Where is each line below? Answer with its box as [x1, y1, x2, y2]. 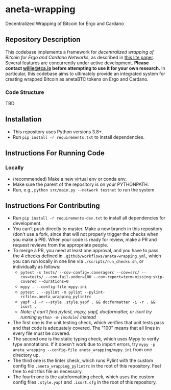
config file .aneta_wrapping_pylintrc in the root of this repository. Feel [12, 363, 161, 369]
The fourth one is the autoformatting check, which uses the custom [12, 374, 155, 380]
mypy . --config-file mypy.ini [20, 284, 87, 289]
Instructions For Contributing [5, 201, 101, 210]
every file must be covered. [12, 330, 70, 336]
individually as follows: [12, 264, 61, 270]
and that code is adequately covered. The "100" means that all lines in [12, 325, 160, 331]
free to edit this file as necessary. [12, 369, 83, 375]
